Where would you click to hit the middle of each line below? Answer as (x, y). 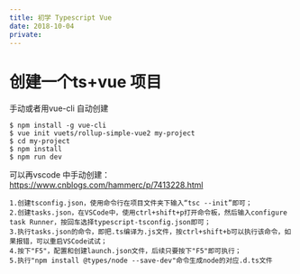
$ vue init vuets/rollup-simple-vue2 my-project (102, 133)
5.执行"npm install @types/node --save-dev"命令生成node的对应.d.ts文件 (141, 261)
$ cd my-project (40, 142)
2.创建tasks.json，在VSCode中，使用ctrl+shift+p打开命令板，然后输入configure (149, 213)
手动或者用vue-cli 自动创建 (59, 108)
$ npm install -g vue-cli (58, 126)
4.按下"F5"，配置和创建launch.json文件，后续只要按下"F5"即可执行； (125, 251)
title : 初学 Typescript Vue (61, 18)
